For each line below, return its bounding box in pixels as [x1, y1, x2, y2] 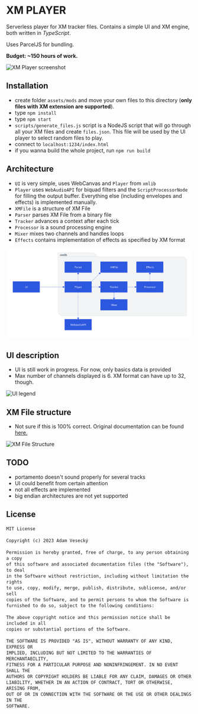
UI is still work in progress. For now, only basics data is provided [14, 366, 171, 373]
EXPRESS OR [6, 644, 33, 650]
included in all [6, 620, 46, 627]
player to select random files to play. [14, 134, 103, 141]
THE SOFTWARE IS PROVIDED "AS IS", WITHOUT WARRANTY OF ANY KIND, [6, 638, 173, 644]
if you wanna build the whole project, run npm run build [14, 147, 151, 154]
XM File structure [6, 407, 72, 417]
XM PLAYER [6, 4, 66, 17]
